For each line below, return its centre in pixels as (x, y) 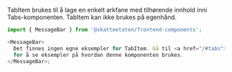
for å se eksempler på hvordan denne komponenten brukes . (99, 55)
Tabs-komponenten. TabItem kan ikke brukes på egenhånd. (92, 17)
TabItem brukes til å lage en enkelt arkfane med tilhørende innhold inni (107, 10)
